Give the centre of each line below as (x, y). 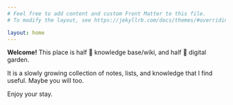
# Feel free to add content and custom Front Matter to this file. (107, 14)
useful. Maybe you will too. (46, 81)
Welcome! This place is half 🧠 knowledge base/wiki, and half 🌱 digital (107, 52)
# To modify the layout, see (49, 20)
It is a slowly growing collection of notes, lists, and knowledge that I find (110, 73)
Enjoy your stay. (30, 94)
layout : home (26, 33)
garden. (18, 60)
